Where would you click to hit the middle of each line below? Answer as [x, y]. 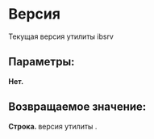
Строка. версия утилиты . [53, 126]
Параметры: [42, 62]
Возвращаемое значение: [77, 107]
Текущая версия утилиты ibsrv [61, 36]
